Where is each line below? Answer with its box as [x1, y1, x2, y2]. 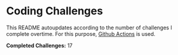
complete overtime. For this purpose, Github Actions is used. [6, 30, 156, 37]
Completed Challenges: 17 [6, 42, 73, 49]
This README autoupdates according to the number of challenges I [6, 24, 172, 31]
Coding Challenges [6, 4, 103, 18]
